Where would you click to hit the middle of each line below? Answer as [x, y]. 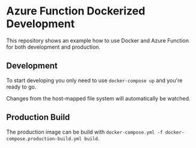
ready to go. [21, 87]
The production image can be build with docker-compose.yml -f [85, 132]
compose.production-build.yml [44, 139]
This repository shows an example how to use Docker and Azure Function [98, 40]
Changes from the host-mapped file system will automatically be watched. [98, 98]
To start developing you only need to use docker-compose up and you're [94, 80]
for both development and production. [54, 47]
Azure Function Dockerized [76, 11]
